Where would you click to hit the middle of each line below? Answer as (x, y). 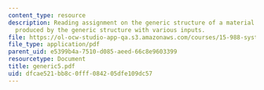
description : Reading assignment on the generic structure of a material (132, 23)
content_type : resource (47, 15)
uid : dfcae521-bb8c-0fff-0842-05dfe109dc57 (81, 74)
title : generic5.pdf (42, 67)
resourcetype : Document (47, 59)
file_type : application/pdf (54, 45)
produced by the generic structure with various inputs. (110, 30)
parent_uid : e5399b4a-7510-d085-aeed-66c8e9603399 (93, 52)
